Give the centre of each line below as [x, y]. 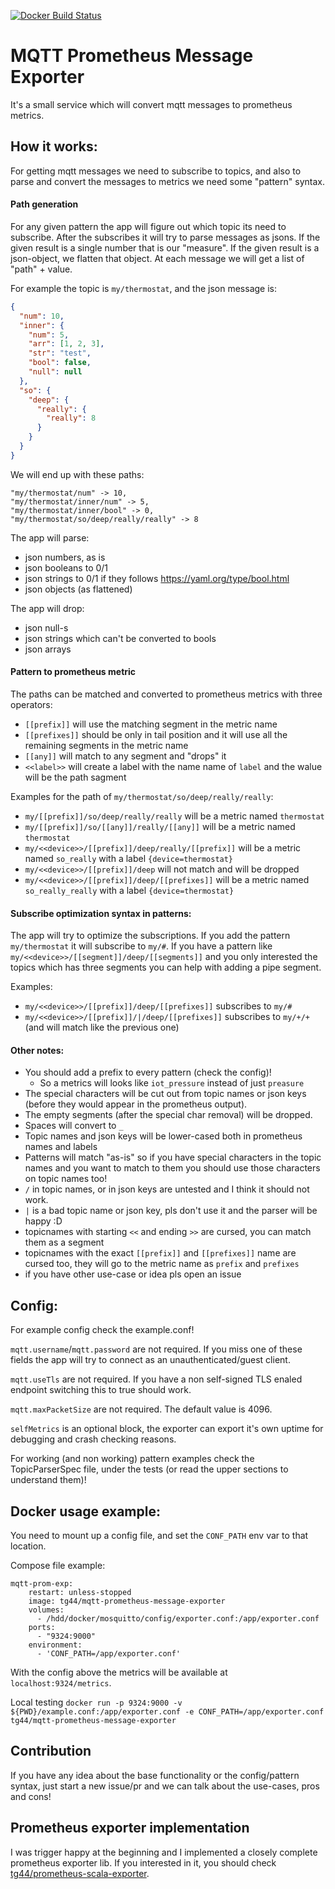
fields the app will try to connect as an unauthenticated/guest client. [150, 1360]
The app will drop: [47, 608]
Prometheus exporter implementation [130, 1828]
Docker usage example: [85, 1511]
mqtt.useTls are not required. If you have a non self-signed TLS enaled [156, 1379]
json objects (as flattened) [78, 589]
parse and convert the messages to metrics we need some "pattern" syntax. [167, 181]
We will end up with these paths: [77, 474]
